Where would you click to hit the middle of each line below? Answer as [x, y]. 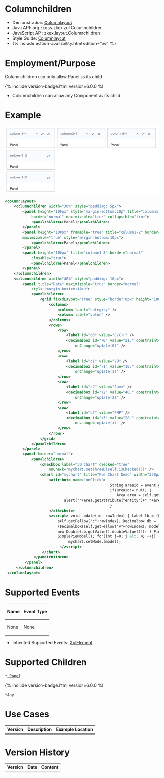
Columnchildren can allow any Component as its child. [67, 95]
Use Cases [27, 714]
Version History [37, 752]
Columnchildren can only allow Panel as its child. [54, 76]
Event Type [35, 611]
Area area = [128, 495]
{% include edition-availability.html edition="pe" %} [64, 43]
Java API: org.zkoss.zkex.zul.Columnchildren [57, 27]
